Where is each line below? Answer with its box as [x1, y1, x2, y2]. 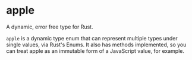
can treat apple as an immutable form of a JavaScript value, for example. [6, 47, 184, 54]
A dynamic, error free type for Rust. [6, 23, 93, 30]
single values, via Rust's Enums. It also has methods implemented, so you [6, 41, 187, 48]
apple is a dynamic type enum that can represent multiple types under [6, 34, 178, 42]
